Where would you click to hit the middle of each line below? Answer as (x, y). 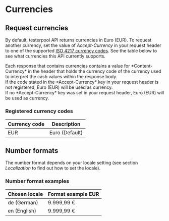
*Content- (142, 66)
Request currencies (37, 28)
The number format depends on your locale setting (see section (72, 163)
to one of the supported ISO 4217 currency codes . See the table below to (81, 51)
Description (66, 124)
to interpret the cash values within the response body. (61, 76)
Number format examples (37, 181)
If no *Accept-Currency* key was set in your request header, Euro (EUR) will (85, 93)
